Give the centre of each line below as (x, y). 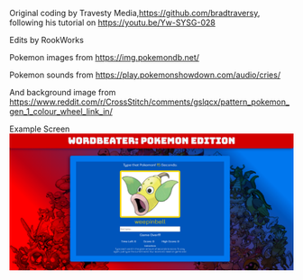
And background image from (63, 92)
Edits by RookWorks (46, 40)
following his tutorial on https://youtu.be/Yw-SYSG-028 (113, 23)
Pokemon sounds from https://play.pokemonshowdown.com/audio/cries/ (145, 75)
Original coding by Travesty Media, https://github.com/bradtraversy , (135, 13)
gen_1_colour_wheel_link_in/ (61, 111)
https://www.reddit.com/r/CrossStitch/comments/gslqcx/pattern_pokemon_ (150, 102)
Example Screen (40, 129)
